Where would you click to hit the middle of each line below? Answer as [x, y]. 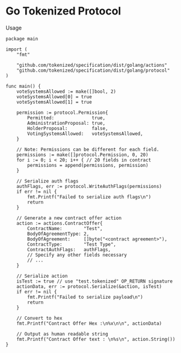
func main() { [23, 86]
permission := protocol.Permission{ [63, 113]
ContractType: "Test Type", [72, 244]
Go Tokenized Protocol [63, 11]
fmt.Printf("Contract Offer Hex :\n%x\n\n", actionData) [89, 323]
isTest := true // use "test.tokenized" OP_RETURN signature [94, 281]
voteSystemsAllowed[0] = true [54, 97]
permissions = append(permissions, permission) [88, 165]
